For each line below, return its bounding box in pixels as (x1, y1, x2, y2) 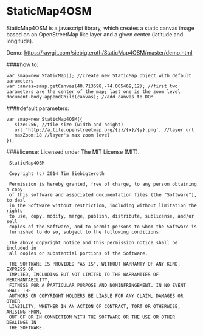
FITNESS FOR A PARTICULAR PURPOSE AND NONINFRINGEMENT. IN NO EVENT (9, 282, 187, 288)
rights (6, 208, 23, 214)
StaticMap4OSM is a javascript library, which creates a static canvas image (6, 24, 194, 32)
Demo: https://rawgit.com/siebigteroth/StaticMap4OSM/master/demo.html (6, 49, 193, 56)
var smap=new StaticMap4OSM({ (6, 116, 83, 122)
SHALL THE (6, 287, 32, 293)
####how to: (6, 61, 39, 68)
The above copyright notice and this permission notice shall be (9, 239, 178, 245)
